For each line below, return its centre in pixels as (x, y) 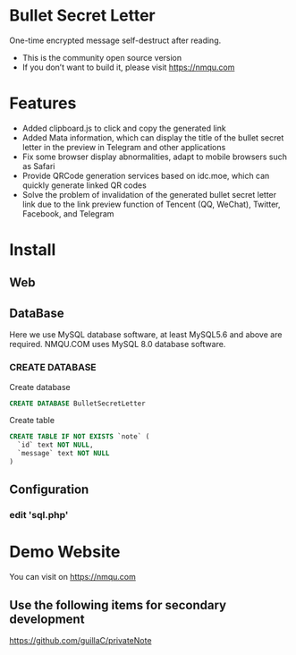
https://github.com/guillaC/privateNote (80, 640)
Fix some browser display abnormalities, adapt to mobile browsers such (155, 157)
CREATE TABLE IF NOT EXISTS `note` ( (80, 437)
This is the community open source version (102, 57)
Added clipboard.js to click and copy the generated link (124, 128)
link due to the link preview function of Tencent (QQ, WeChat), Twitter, (151, 204)
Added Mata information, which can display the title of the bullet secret (153, 137)
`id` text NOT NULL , (55, 445)
